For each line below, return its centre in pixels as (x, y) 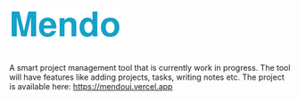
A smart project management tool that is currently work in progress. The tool (150, 67)
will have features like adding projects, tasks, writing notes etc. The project (147, 77)
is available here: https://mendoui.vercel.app (91, 86)
